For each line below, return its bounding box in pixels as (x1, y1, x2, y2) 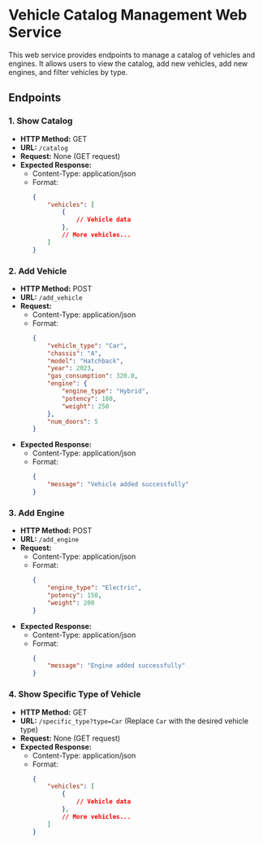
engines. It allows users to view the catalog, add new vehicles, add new (8, 59, 248, 68)
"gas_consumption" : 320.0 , (47, 372, 139, 380)
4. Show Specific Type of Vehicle (8, 688, 141, 700)
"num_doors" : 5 (47, 417, 99, 425)
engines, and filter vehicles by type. (8, 67, 128, 77)
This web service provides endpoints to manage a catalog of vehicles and (8, 50, 256, 59)
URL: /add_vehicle (19, 292, 83, 302)
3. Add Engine (8, 507, 65, 518)
